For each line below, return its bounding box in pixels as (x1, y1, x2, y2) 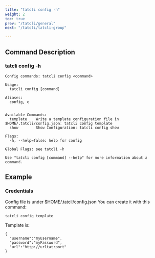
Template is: (5, 222, 30, 228)
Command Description (5, 48, 75, 56)
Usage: (5, 82, 19, 87)
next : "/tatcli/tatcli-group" (5, 26, 67, 30)
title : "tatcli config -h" (5, 7, 60, 12)
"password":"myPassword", (9, 240, 63, 245)
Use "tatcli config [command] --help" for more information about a (5, 155, 148, 160)
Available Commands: (5, 112, 47, 117)
